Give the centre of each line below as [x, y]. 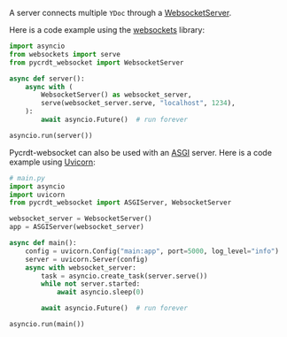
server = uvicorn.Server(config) [87, 259]
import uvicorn [37, 195]
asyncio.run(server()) [51, 135]
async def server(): [47, 79]
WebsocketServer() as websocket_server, [116, 95]
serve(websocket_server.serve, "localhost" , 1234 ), [139, 103]
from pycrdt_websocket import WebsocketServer [97, 62]
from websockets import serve [65, 54]
